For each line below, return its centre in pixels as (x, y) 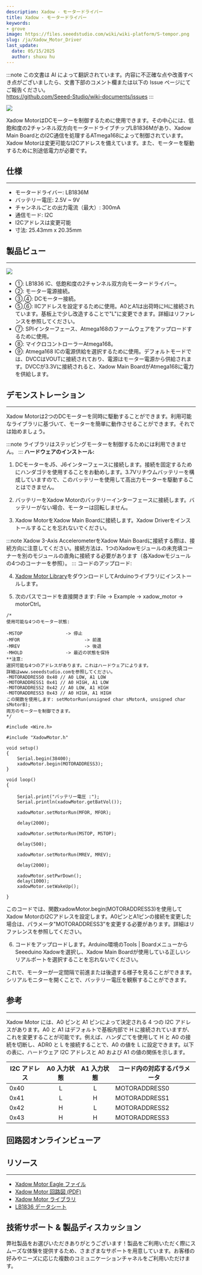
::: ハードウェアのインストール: (56, 452)
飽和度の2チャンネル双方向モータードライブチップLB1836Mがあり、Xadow (99, 128)
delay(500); (32, 844)
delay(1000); (33, 881)
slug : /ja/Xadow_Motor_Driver (44, 40)
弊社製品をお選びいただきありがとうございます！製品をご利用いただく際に (98, 1243)
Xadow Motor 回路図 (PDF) (48, 1192)
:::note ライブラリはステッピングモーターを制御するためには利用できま (94, 445)
